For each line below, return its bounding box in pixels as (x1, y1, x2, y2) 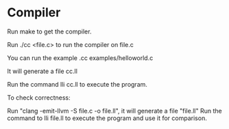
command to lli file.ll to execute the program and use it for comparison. (7, 114, 207, 122)
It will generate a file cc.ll (7, 67, 77, 75)
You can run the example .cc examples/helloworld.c (7, 53, 154, 62)
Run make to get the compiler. (7, 27, 92, 35)
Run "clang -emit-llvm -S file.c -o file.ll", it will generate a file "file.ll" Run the (7, 106, 222, 115)
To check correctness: (7, 94, 71, 102)
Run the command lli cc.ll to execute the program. (7, 80, 147, 88)
